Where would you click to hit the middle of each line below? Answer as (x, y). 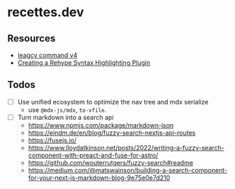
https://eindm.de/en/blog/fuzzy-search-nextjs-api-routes (112, 133)
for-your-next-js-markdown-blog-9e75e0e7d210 (99, 178)
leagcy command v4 (47, 55)
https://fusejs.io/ (52, 140)
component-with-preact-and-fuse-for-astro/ (93, 155)
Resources (31, 38)
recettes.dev (46, 12)
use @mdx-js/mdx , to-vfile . (67, 109)
